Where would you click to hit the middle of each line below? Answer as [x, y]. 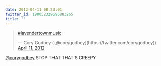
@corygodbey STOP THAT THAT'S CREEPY [51, 58]
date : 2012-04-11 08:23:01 [34, 10]
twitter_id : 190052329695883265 [39, 14]
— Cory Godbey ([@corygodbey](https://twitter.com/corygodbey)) [87, 43]
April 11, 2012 [31, 48]
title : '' [16, 19]
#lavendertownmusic [39, 33]
